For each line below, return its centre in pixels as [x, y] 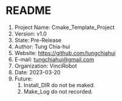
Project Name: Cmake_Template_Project [64, 27]
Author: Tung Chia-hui [42, 47]
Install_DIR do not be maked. [59, 85]
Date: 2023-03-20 [38, 72]
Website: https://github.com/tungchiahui [65, 53]
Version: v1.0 [30, 33]
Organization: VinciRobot [46, 66]
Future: [23, 79]
